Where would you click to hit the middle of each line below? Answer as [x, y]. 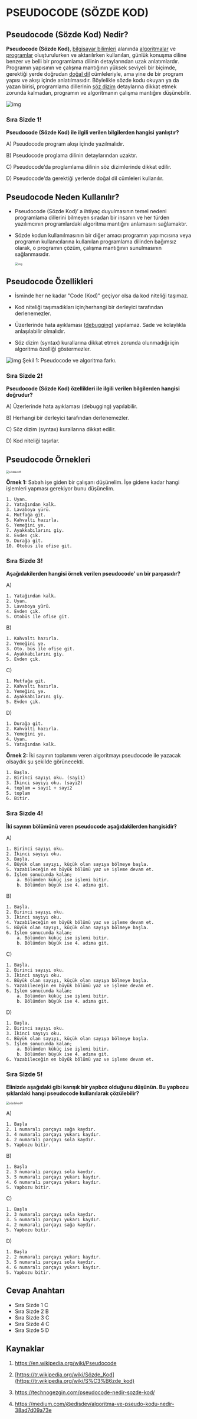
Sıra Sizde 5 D [32, 1330]
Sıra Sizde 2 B [32, 1311]
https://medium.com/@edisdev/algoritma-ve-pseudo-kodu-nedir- [94, 1404]
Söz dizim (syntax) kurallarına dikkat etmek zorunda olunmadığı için [97, 342]
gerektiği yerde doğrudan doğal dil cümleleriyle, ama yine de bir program [95, 74]
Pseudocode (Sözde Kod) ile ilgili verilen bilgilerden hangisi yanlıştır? [93, 133]
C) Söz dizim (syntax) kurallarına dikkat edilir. [61, 429]
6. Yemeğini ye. [26, 525]
